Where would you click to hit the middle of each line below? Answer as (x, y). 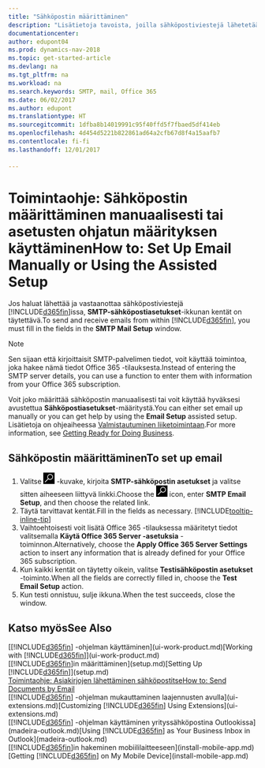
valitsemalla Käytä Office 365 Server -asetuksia (99, 536)
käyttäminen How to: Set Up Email (120, 248)
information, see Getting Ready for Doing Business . (91, 433)
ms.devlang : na (33, 67)
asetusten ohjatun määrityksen (113, 231)
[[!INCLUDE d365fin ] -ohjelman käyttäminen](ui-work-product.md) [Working (131, 647)
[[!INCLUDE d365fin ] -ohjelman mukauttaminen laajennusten (106, 697)
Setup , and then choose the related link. (85, 503)
